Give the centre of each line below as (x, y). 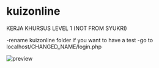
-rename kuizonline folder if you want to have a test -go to (80, 40)
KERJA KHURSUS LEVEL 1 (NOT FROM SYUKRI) (67, 28)
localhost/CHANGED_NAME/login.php (54, 47)
